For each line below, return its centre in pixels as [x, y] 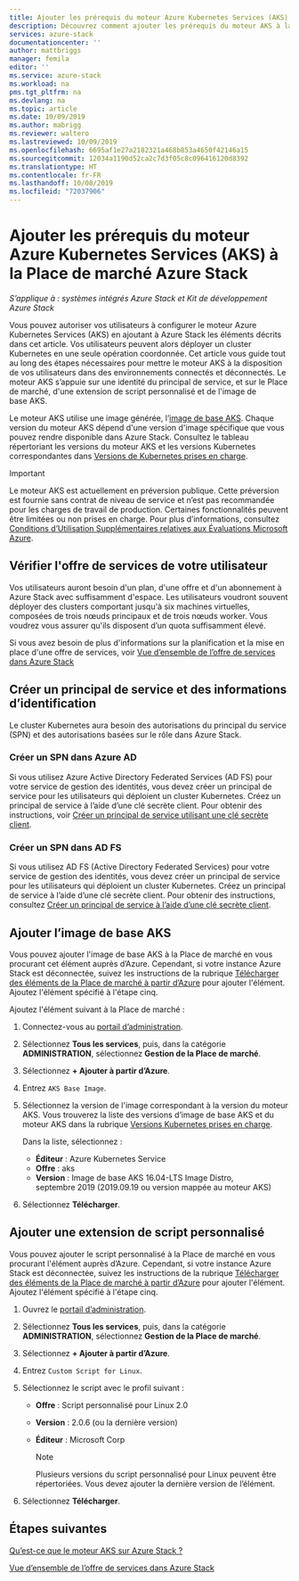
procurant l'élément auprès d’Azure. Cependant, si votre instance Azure [140, 1264]
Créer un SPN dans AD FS [65, 847]
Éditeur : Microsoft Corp [80, 1439]
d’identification [53, 704]
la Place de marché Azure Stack [129, 274]
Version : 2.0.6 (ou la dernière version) [106, 1422]
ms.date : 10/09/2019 [48, 117]
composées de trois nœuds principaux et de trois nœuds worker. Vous [139, 615]
